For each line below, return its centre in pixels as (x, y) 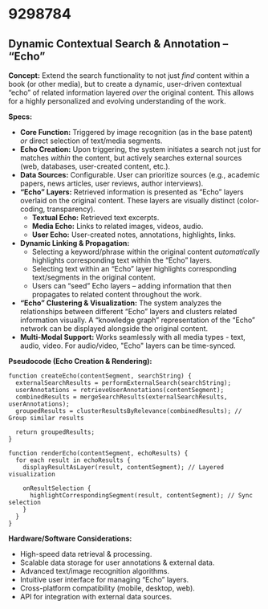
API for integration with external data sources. (96, 597)
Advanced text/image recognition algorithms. (95, 571)
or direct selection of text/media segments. (91, 141)
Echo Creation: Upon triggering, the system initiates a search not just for (140, 149)
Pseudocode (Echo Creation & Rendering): (80, 361)
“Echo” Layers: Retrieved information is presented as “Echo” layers (132, 192)
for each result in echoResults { (73, 460)
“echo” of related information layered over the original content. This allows (131, 92)
